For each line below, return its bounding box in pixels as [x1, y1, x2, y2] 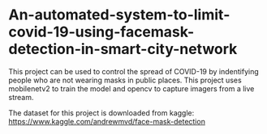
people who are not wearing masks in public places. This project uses [8, 75, 242, 85]
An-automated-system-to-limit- [8, 6, 230, 24]
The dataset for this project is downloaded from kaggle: [8, 107, 195, 118]
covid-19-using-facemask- [8, 23, 195, 41]
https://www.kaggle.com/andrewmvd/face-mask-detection [8, 116, 205, 126]
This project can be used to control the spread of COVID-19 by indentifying [8, 66, 260, 76]
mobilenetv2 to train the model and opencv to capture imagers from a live [8, 83, 255, 94]
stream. [8, 92, 34, 102]
